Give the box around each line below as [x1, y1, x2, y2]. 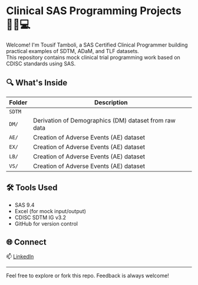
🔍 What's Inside [6, 78, 68, 88]
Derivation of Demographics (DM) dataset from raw [33, 116, 176, 124]
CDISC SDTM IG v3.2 [14, 214, 67, 221]
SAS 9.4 [14, 201, 35, 208]
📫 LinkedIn [6, 253, 34, 260]
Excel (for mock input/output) [14, 207, 87, 214]
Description [94, 98, 128, 107]
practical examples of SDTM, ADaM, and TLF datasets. [6, 47, 140, 54]
